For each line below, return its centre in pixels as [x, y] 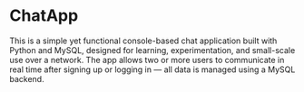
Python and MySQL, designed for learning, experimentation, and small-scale [152, 50]
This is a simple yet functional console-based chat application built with [143, 41]
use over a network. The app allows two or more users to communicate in [147, 60]
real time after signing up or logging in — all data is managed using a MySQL [152, 69]
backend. [27, 78]
